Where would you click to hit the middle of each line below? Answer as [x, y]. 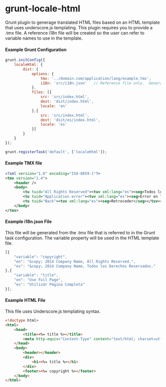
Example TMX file [24, 163]
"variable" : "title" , [36, 276]
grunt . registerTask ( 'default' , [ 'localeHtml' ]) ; [56, 152]
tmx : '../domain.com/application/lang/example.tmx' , [96, 78]
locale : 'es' [54, 124]
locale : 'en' [54, 106]
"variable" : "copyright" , [41, 257]
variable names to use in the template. [44, 38]
